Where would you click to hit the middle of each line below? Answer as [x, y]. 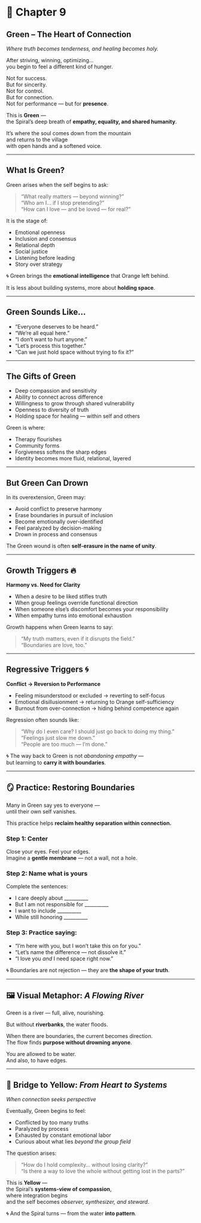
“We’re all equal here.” [42, 333]
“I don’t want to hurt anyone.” [51, 339]
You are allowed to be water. [41, 1054]
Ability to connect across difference [59, 397]
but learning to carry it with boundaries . [56, 762]
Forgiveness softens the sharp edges [60, 452]
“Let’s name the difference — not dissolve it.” [70, 952]
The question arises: [31, 1153]
